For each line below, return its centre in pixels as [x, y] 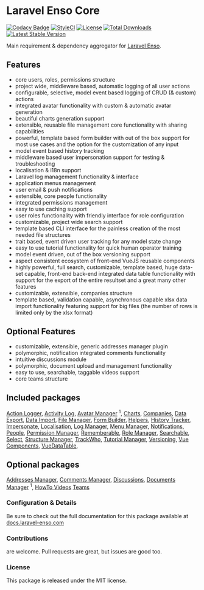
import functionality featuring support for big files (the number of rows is [106, 306]
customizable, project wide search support [69, 222]
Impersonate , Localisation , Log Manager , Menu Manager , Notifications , [95, 426]
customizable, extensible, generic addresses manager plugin [92, 346]
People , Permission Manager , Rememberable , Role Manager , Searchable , [98, 433]
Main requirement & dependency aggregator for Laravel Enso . [84, 46]
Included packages [43, 397]
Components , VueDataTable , [42, 446]
